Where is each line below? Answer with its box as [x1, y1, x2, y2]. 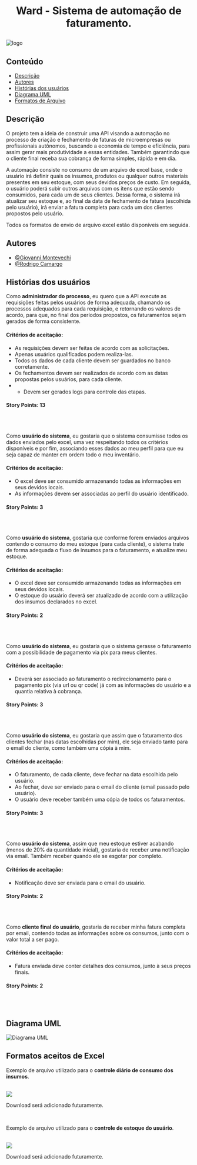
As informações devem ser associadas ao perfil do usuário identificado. [14, 490, 189, 498]
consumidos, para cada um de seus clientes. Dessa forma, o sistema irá [6, 191, 181, 198]
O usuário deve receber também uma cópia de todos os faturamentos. [14, 796, 185, 803]
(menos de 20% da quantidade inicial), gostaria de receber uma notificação [6, 846, 189, 853]
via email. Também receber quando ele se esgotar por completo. [6, 853, 163, 860]
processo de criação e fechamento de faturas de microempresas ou [6, 136, 171, 143]
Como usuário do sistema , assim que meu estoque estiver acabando [6, 840, 174, 847]
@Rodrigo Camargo [14, 260, 63, 267]
